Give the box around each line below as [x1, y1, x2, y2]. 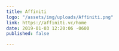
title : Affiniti [6, 8, 47, 15]
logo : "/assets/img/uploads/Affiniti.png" [6, 14, 114, 20]
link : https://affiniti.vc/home [6, 20, 87, 26]
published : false [6, 31, 50, 37]
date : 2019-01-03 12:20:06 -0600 [6, 25, 90, 31]
